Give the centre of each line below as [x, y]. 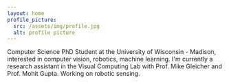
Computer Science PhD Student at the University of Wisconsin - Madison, [112, 52]
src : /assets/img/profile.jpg [56, 26]
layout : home [26, 13]
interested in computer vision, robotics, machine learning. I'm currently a [110, 59]
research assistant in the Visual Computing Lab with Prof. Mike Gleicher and [115, 66]
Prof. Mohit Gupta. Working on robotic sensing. [74, 74]
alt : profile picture [44, 32]
